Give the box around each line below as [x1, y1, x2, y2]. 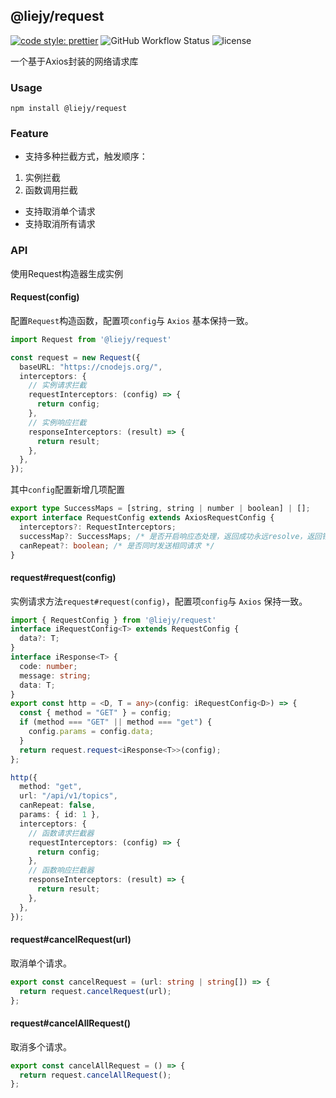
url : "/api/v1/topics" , [19, 791, 118, 801]
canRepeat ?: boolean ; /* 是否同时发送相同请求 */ [19, 540, 215, 551]
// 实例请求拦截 [28, 380, 87, 391]
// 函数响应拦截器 [28, 865, 95, 876]
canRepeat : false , [19, 800, 97, 811]
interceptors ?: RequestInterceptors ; [19, 522, 177, 532]
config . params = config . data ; [28, 727, 155, 737]
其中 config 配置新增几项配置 [10, 484, 125, 496]
